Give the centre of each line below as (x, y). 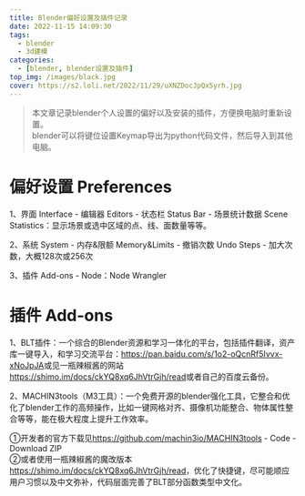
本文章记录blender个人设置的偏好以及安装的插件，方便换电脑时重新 (158, 112)
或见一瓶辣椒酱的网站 (84, 365)
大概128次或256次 (59, 256)
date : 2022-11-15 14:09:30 (61, 26)
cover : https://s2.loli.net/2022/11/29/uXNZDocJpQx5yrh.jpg (126, 86)
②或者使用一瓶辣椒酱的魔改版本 (71, 459)
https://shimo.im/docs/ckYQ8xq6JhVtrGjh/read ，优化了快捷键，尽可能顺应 (150, 471)
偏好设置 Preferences (91, 187)
